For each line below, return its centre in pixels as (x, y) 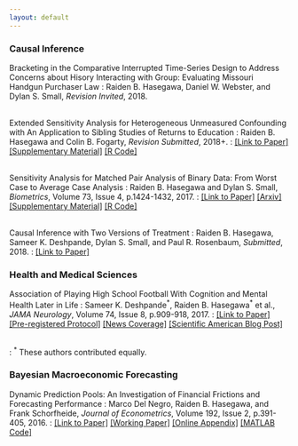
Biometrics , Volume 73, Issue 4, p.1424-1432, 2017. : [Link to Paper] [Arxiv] (145, 196)
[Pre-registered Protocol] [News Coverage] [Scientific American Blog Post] (146, 323)
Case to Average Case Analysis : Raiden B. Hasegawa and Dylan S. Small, (144, 187)
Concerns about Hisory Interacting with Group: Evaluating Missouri (132, 77)
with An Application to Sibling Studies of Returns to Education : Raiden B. (142, 132)
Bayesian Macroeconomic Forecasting (94, 375)
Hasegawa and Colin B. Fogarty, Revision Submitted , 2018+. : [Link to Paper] (149, 141)
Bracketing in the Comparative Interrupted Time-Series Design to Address (144, 68)
